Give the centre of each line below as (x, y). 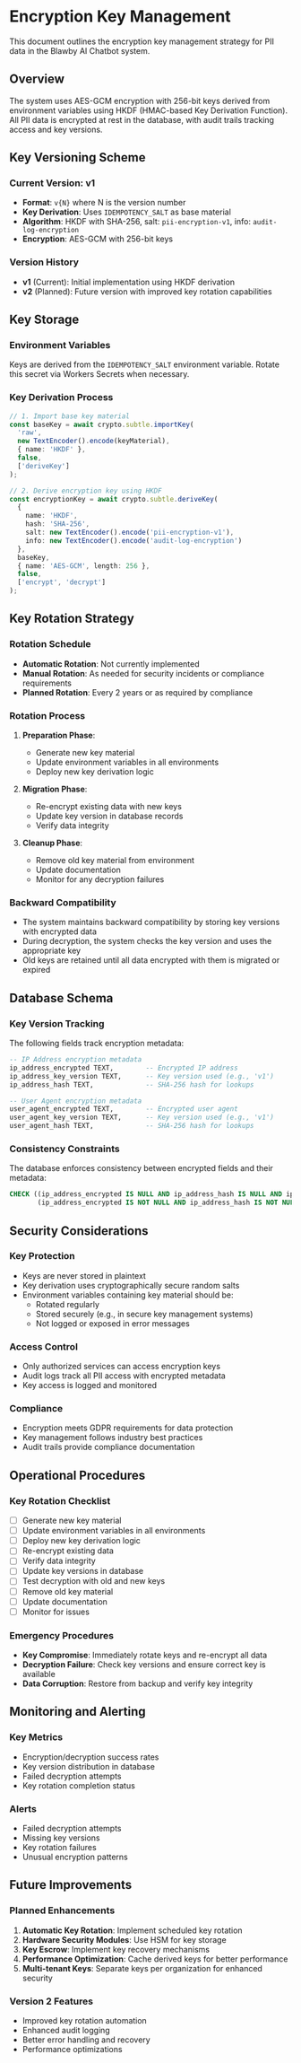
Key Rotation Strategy (72, 619)
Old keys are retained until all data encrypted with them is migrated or (151, 960)
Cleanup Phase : (52, 843)
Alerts (23, 1808)
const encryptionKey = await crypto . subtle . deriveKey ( (114, 499)
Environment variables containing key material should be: (128, 1295)
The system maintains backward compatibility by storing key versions (151, 922)
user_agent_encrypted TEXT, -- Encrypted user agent (124, 1109)
